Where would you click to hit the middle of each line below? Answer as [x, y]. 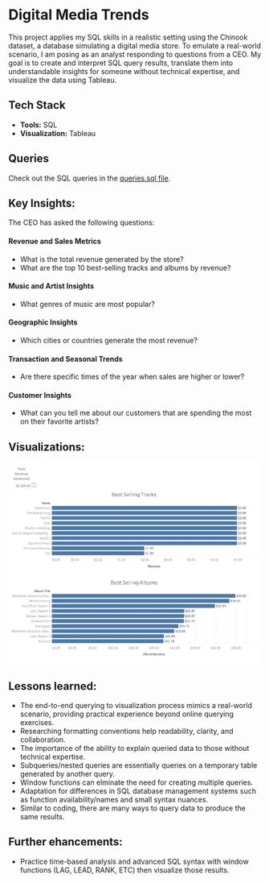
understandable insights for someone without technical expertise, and [124, 71]
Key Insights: [42, 203]
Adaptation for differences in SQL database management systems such [138, 791]
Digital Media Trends [79, 15]
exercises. [37, 723]
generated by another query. [67, 774]
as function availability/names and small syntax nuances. [114, 800]
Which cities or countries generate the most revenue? [109, 340]
